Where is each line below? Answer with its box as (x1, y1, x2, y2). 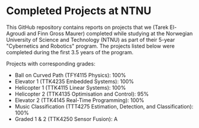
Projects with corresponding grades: (6, 60, 96, 67)
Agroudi (6, 29, 26, 37)
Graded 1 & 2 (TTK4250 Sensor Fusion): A (14, 115, 118, 122)
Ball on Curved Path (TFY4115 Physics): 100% (14, 71, 127, 78)
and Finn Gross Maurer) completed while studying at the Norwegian (26, 29, 193, 37)
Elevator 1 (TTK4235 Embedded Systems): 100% (14, 78, 134, 85)
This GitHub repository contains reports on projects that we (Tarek (6, 24, 169, 31)
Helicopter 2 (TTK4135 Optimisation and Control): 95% (14, 90, 149, 97)
